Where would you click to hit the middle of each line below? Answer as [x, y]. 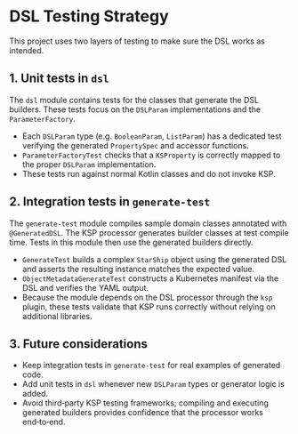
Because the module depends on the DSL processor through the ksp [147, 297]
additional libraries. [57, 316]
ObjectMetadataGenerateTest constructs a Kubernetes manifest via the [150, 278]
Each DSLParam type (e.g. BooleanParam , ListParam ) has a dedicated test [152, 136]
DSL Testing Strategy [89, 16]
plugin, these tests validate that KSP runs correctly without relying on [149, 306]
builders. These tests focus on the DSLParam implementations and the [135, 109]
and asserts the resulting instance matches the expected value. [138, 269]
